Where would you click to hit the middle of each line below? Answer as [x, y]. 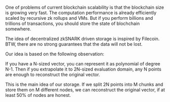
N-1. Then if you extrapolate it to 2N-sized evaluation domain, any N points [83, 69]
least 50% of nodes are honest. [38, 95]
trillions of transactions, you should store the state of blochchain [73, 23]
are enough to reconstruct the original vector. [53, 75]
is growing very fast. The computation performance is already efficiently [81, 13]
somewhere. [18, 29]
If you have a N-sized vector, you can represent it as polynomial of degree [83, 64]
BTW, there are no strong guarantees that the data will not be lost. [74, 44]
